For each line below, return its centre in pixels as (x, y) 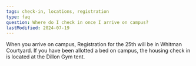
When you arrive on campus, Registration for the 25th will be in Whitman (94, 44)
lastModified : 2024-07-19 (38, 28)
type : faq (18, 17)
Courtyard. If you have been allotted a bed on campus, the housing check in (98, 51)
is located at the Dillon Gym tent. (46, 57)
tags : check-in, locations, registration (58, 11)
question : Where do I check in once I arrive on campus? (77, 22)
